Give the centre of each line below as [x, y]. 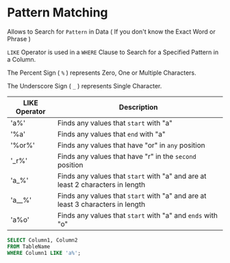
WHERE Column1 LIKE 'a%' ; [44, 253]
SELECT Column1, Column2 [42, 240]
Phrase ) [19, 38]
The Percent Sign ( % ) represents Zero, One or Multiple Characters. [102, 73]
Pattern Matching [57, 13]
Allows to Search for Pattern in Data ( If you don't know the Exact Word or [111, 32]
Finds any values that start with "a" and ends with [137, 215]
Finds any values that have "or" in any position [131, 145]
